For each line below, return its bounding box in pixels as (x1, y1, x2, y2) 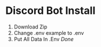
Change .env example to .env (13, 29, 84, 36)
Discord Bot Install (5, 4, 96, 17)
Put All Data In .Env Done (13, 35, 74, 42)
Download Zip (13, 23, 48, 30)
